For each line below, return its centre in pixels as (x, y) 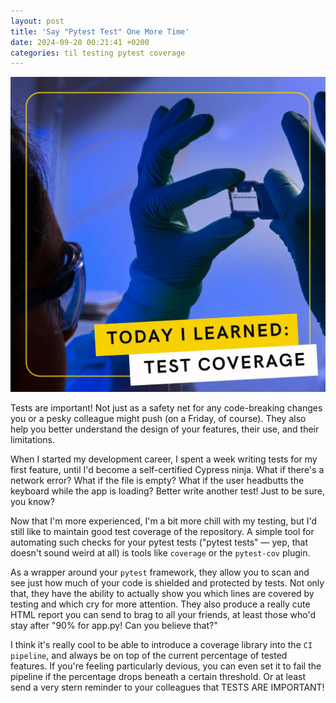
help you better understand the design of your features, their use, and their (165, 429)
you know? (32, 502)
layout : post (37, 21)
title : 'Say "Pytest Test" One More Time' (100, 31)
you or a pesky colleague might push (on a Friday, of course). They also (158, 419)
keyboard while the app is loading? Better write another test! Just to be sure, (167, 491)
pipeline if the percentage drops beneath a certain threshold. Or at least (158, 677)
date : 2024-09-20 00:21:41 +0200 (80, 42)
